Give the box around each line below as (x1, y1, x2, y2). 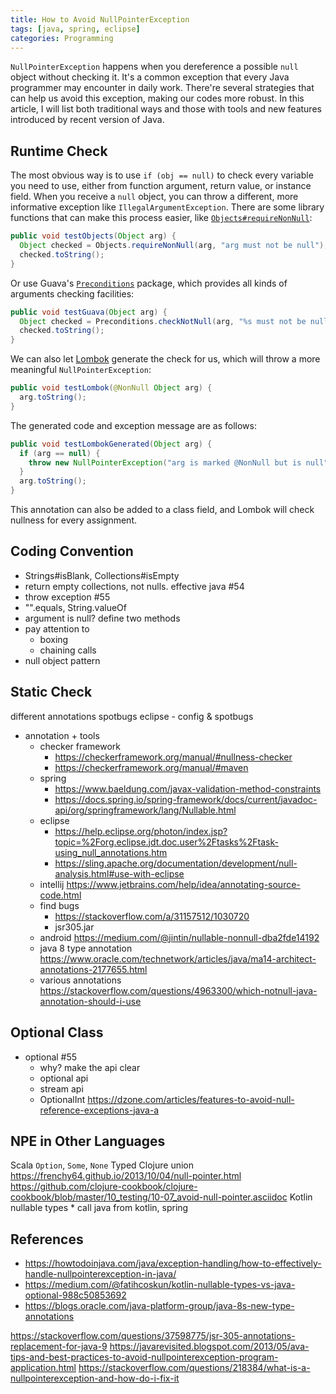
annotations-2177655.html (39, 963, 148, 975)
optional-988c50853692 (24, 1289, 127, 1301)
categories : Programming (10, 33, 114, 43)
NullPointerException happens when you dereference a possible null (10, 61, 299, 73)
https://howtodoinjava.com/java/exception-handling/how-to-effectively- (24, 1257, 322, 1270)
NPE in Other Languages (10, 1132, 166, 1150)
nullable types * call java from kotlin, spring (10, 1202, 189, 1214)
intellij (39, 878, 65, 890)
